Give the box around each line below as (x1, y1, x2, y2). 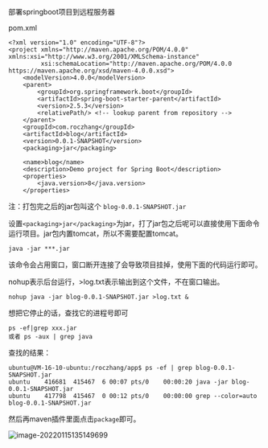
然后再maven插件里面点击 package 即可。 (8, 414, 141, 424)
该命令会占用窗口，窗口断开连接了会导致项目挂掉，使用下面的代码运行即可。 (8, 260, 262, 269)
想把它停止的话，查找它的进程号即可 (8, 308, 129, 318)
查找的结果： (8, 348, 51, 357)
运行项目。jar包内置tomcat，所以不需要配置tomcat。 (8, 228, 183, 238)
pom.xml (8, 23, 38, 32)
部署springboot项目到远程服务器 (8, 7, 115, 16)
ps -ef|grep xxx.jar (8, 324, 78, 332)
